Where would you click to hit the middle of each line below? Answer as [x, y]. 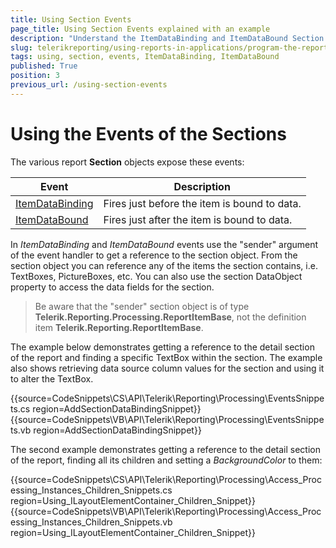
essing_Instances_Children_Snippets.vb [91, 522]
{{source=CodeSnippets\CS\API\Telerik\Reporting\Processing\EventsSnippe [167, 398]
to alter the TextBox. [52, 378]
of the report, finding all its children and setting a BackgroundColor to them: [166, 460]
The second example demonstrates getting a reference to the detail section [165, 449]
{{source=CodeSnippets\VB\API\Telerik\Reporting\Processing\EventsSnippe [167, 419]
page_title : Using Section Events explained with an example [140, 29]
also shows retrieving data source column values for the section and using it [167, 368]
